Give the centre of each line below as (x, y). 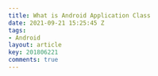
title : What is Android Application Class (79, 15)
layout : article (35, 45)
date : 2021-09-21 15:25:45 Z (56, 23)
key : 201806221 (33, 52)
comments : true (33, 60)
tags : (17, 30)
